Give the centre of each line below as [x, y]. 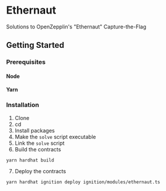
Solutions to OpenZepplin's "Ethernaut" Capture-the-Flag [76, 27]
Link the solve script [40, 143]
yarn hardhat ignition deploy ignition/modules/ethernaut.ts [83, 182]
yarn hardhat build [30, 160]
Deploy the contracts [40, 171]
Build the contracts [38, 149]
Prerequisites [26, 62]
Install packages [35, 130]
